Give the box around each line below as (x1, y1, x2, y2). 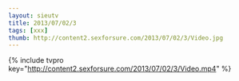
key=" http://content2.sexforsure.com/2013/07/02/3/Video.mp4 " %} (8, 64, 232, 74)
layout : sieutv (8, 11, 59, 20)
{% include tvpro (8, 56, 64, 65)
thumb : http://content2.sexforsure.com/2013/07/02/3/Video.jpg (8, 33, 224, 42)
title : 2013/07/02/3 (8, 19, 78, 27)
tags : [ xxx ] (8, 26, 48, 34)
